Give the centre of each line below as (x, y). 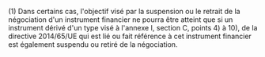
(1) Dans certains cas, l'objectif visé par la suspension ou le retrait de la (124, 11)
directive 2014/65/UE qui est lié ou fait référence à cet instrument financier (130, 36)
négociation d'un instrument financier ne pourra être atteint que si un (121, 20)
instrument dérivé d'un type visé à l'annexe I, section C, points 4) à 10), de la (133, 28)
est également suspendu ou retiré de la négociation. (93, 45)
